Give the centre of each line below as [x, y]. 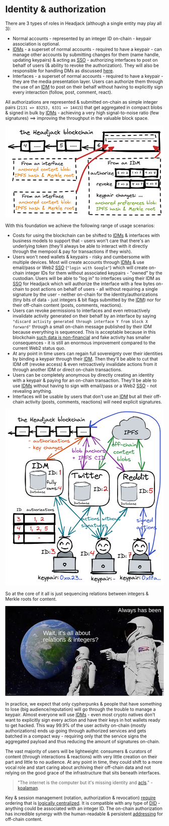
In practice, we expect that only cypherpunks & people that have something [83, 704]
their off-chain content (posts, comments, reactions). [67, 305]
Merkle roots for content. [31, 599]
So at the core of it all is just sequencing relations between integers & [77, 594]
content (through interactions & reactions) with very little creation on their [81, 756]
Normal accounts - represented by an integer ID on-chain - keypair [82, 38]
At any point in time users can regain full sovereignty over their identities [88, 353]
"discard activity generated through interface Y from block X [80, 322]
